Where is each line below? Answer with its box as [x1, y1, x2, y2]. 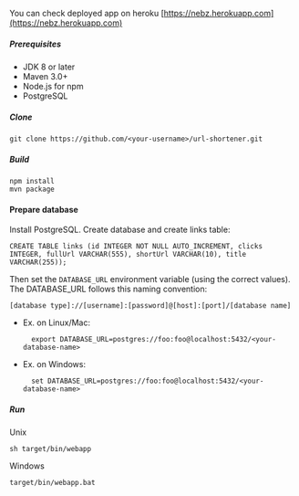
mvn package [9, 185, 55, 194]
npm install [9, 176, 55, 185]
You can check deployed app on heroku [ [9, 8, 164, 18]
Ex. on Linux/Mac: [22, 317, 91, 328]
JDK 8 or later [22, 61, 76, 72]
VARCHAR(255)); [9, 258, 67, 268]
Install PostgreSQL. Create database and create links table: [9, 224, 231, 236]
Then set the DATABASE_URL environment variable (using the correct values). [9, 274, 291, 285]
